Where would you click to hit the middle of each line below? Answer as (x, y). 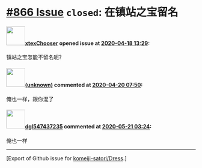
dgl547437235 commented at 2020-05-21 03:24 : (88, 127)
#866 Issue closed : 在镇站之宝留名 (92, 12)
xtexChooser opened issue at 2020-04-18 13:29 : (87, 43)
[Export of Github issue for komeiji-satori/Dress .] (67, 158)
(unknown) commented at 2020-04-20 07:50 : (84, 85)
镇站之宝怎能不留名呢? (34, 57)
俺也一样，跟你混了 (30, 99)
